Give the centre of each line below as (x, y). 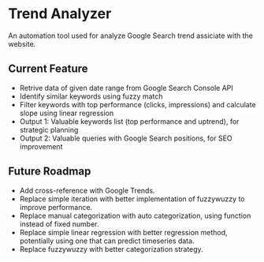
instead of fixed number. (59, 224)
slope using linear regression (67, 113)
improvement (41, 146)
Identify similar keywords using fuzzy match (91, 96)
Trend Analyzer (60, 14)
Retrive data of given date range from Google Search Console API (126, 88)
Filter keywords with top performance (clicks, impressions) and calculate (138, 104)
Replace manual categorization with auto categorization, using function (135, 215)
